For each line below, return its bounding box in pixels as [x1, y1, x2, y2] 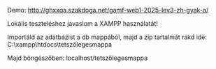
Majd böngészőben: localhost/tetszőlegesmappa [7, 54, 148, 62]
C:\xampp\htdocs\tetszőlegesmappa [7, 40, 113, 48]
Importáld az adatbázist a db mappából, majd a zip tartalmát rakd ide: [7, 33, 208, 41]
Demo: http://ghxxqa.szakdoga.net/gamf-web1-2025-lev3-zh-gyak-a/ [7, 6, 209, 14]
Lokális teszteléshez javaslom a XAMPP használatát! [7, 20, 159, 27]
